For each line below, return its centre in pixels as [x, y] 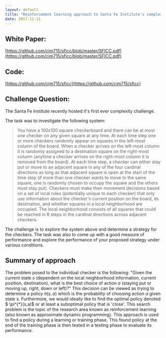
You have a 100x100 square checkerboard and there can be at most [86, 130]
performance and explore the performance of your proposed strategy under [83, 240]
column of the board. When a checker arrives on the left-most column [88, 146]
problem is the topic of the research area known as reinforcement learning [81, 309]
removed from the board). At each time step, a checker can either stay [89, 162]
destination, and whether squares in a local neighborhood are [80, 204]
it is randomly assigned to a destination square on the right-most [83, 151]
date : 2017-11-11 [23, 19]
